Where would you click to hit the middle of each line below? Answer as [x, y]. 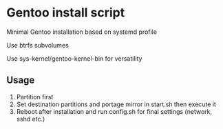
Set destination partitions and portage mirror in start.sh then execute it [116, 104]
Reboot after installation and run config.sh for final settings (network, [114, 111]
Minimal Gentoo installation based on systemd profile [82, 32]
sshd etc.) [31, 119]
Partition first [35, 97]
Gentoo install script [66, 13]
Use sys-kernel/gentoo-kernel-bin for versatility [74, 58]
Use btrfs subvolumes [38, 45]
